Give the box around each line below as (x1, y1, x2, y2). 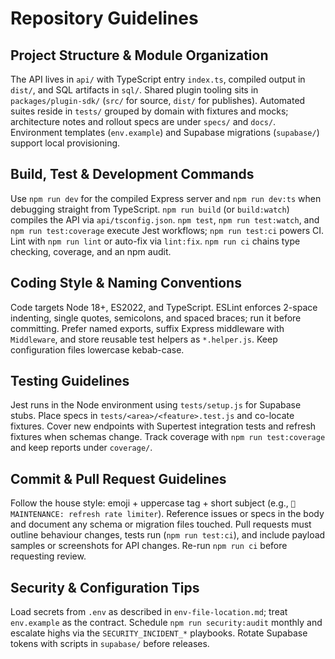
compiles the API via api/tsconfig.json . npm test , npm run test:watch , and (10, 213, 320, 226)
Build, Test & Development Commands (10, 166, 255, 183)
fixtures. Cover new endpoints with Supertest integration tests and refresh (10, 420, 317, 432)
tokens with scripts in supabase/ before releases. (10, 638, 210, 650)
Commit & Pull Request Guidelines (10, 470, 227, 487)
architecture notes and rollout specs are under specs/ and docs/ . (10, 116, 277, 127)
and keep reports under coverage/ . (10, 442, 153, 454)
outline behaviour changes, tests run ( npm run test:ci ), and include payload (10, 529, 326, 541)
